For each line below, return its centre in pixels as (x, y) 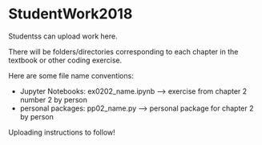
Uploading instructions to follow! (62, 132)
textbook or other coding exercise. (65, 60)
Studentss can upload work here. (63, 36)
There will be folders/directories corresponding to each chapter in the (123, 51)
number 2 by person (54, 99)
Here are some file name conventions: (71, 75)
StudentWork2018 (71, 14)
